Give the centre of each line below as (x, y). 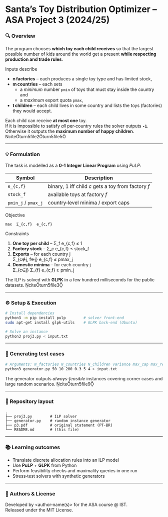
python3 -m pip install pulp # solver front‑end (64, 318)
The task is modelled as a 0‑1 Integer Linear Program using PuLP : (73, 165)
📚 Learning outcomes (33, 447)
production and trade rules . (34, 59)
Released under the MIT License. (39, 510)
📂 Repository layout (29, 401)
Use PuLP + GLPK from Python (44, 465)
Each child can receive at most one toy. (46, 121)
